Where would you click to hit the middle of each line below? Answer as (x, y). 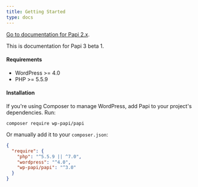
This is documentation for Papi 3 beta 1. (55, 46)
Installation (20, 93)
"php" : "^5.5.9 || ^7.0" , (49, 157)
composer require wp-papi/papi (45, 123)
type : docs (20, 17)
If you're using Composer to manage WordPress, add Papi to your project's (99, 106)
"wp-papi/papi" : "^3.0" (47, 168)
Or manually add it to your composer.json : (57, 134)
